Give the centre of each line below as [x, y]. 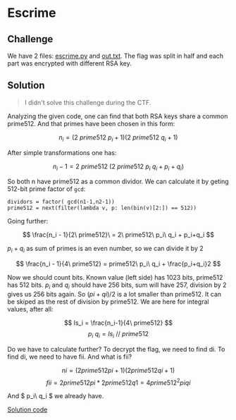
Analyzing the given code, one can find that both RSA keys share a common [118, 116]
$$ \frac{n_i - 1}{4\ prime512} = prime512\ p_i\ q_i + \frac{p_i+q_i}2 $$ [118, 264]
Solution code [27, 409]
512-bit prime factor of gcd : [46, 189]
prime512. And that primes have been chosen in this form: [91, 123]
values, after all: [30, 309]
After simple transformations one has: [62, 152]
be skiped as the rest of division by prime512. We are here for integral [108, 302]
